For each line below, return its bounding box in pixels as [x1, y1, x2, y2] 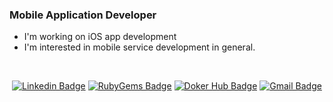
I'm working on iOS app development [23, 31, 177, 43]
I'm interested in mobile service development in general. [23, 41, 256, 53]
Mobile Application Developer [9, 8, 157, 22]
